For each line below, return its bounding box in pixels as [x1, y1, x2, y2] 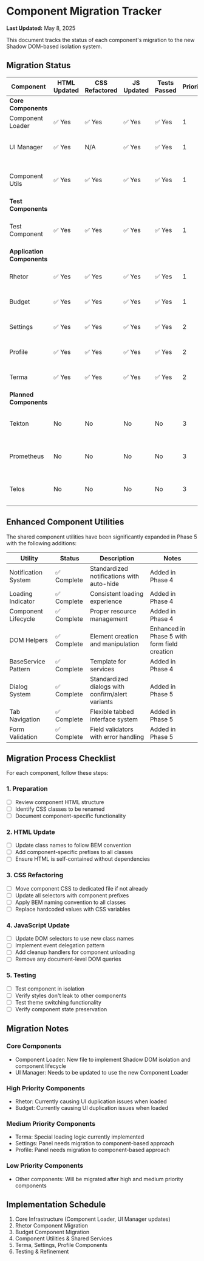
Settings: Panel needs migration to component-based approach [15, 1140, 174, 1147]
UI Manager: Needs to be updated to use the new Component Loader [15, 1068, 189, 1076]
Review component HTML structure [15, 798, 104, 805]
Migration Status [6, 60, 71, 71]
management [90, 614, 128, 623]
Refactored [84, 86, 118, 94]
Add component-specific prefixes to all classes [15, 849, 134, 856]
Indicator [9, 597, 35, 606]
